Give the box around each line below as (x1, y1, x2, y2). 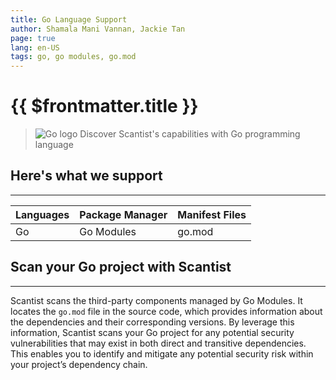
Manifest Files (177, 207, 247, 221)
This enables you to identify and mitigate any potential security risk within (10, 347, 314, 360)
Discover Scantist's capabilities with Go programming (79, 128, 301, 140)
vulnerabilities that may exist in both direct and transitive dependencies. (10, 337, 307, 349)
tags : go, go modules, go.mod (10, 52, 137, 62)
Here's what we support (10, 167, 163, 185)
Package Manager (79, 207, 168, 221)
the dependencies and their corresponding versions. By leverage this (10, 316, 295, 328)
